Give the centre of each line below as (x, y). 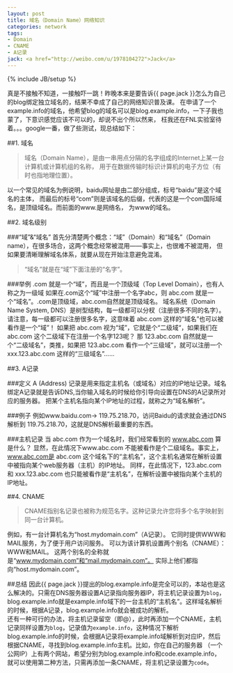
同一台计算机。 (46, 519)
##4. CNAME (26, 496)
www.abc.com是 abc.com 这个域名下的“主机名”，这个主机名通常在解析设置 (115, 456)
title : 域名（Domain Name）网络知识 (56, 20)
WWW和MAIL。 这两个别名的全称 (55, 552)
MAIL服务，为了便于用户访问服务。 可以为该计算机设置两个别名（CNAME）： (116, 543)
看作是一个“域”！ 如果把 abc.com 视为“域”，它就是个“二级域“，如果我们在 (112, 327)
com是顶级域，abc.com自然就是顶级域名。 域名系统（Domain (127, 301)
